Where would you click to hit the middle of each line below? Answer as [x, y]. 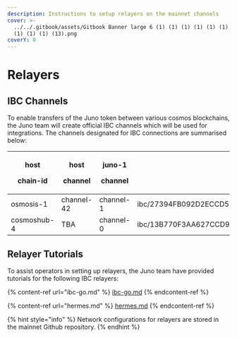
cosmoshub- [33, 220]
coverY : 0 [22, 40]
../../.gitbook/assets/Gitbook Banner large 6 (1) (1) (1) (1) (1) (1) [121, 27]
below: [17, 140]
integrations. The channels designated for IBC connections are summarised [117, 133]
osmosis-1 [29, 204]
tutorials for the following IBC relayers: [63, 278]
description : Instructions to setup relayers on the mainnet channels [113, 14]
